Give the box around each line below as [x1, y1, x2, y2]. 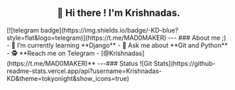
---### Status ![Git [97, 59, 153, 67]
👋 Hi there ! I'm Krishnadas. [57, 7, 180, 19]
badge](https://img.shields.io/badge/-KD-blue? [40, 26, 179, 34]
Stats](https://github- [153, 59, 216, 67]
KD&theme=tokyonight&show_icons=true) [6, 74, 129, 82]
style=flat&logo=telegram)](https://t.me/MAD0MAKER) [6, 33, 167, 42]
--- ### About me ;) [168, 33, 226, 42]
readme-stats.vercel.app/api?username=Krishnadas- [6, 67, 163, 75]
